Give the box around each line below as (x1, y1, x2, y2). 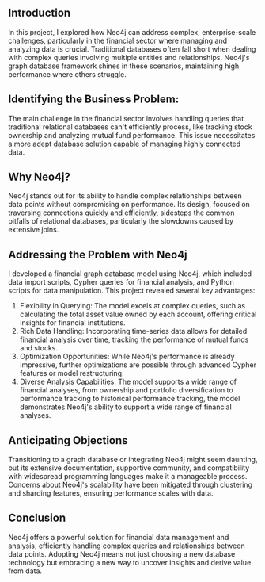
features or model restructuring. (19, 369, 124, 378)
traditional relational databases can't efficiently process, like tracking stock (8, 122, 252, 132)
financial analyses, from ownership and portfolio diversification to (19, 385, 233, 395)
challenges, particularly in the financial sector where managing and (8, 36, 228, 45)
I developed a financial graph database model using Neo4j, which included (8, 269, 252, 278)
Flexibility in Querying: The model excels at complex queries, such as (19, 301, 246, 311)
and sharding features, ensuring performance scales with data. (8, 488, 214, 498)
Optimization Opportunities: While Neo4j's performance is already (19, 352, 235, 362)
